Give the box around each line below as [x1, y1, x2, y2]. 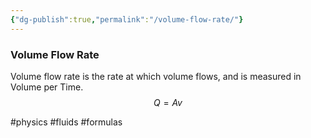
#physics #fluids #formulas [10, 116, 123, 128]
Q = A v [153, 96, 183, 108]
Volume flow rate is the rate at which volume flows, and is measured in [10, 70, 302, 82]
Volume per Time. [10, 81, 84, 93]
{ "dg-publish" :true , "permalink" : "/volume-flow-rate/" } [10, 14, 244, 25]
